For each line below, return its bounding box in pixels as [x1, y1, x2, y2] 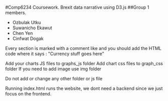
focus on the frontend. [5, 91, 52, 96]
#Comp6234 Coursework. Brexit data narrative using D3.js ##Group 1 [5, 5, 149, 10]
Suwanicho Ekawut [12, 25, 52, 31]
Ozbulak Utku [12, 20, 41, 25]
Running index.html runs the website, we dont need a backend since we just [5, 85, 163, 91]
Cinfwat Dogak [12, 35, 44, 41]
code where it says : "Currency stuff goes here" [5, 50, 105, 57]
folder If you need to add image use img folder [5, 66, 102, 72]
